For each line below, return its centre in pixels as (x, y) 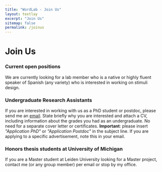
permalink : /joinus (25, 28)
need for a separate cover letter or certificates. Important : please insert (77, 126)
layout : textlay (21, 14)
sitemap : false (20, 23)
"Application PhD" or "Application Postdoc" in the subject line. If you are (77, 131)
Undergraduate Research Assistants (49, 100)
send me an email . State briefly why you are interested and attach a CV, (76, 116)
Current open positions (33, 67)
